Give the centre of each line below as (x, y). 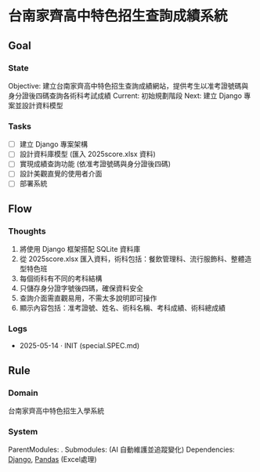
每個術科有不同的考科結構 (61, 278)
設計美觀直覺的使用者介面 (61, 174)
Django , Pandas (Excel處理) (52, 459)
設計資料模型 (42, 105)
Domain (23, 393)
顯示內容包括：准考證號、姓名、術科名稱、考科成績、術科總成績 (122, 308)
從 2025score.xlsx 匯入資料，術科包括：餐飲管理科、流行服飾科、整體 (132, 259)
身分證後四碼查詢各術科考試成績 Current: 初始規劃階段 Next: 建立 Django (125, 96)
